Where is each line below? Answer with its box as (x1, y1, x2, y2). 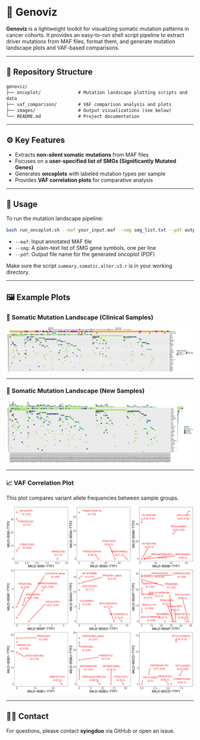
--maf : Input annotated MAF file (14, 238, 92, 245)
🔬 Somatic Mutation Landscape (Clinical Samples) (6, 313, 154, 321)
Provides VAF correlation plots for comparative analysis (14, 176, 154, 184)
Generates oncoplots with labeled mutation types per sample (14, 170, 165, 177)
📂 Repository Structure (6, 67, 93, 77)
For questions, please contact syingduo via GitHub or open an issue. (6, 727, 176, 734)
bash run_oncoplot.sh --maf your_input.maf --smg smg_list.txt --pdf (6, 227, 183, 233)
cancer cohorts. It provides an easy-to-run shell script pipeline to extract (6, 31, 185, 38)
